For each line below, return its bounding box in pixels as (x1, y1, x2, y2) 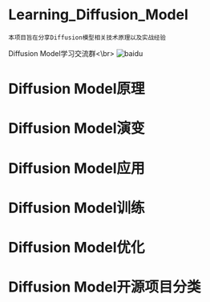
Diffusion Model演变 (8, 119, 146, 138)
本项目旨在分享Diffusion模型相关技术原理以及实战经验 (8, 34, 167, 42)
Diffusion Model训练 (8, 199, 146, 217)
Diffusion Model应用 (8, 159, 146, 177)
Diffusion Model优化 (8, 238, 146, 256)
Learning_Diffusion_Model (8, 6, 188, 24)
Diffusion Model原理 (8, 80, 146, 98)
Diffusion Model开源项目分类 (8, 278, 202, 296)
